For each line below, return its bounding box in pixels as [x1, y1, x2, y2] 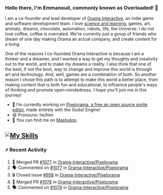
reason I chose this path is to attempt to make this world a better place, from [5, 77, 158, 82]
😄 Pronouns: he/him [12, 112, 54, 118]
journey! [5, 92, 22, 98]
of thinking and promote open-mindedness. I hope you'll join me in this [5, 87, 147, 93]
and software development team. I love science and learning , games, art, [5, 20, 151, 26]
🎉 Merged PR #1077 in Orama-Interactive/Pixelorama [12, 159, 118, 165]
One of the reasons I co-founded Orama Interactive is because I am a [5, 51, 144, 57]
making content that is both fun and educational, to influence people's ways [5, 82, 157, 88]
